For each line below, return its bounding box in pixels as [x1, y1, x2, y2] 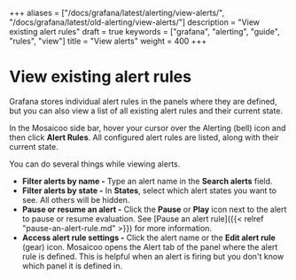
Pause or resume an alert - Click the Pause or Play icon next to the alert [21, 204, 287, 214]
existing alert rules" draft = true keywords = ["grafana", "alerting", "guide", [9, 27, 281, 36]
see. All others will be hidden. [21, 194, 130, 205]
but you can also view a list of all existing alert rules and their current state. [9, 105, 284, 116]
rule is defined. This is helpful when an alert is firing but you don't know [21, 251, 284, 261]
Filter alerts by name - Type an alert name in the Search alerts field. [21, 175, 273, 186]
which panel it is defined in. [21, 261, 123, 271]
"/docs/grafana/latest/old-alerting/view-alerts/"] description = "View [9, 17, 260, 27]
